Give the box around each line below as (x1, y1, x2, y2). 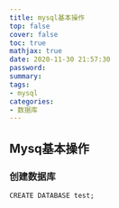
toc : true (9, 38, 47, 48)
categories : (9, 96, 54, 106)
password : (9, 64, 47, 73)
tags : (9, 80, 30, 89)
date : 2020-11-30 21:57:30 (9, 55, 111, 64)
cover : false (9, 30, 59, 39)
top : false (9, 22, 50, 31)
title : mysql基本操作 (9, 13, 86, 23)
